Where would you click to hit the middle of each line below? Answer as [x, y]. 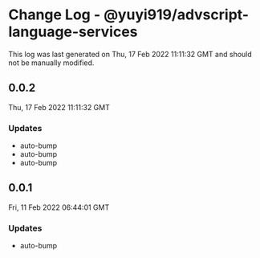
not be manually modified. [51, 63]
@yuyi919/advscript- [176, 15]
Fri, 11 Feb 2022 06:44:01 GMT [59, 207]
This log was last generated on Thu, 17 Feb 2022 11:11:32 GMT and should [130, 54]
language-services [73, 32]
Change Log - [55, 15]
